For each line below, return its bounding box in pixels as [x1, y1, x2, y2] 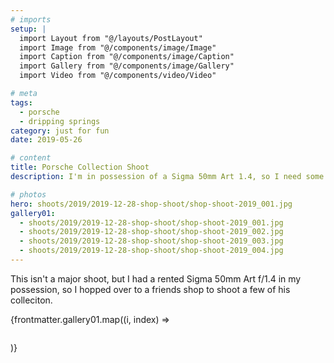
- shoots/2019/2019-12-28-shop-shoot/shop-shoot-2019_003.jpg [19, 236, 284, 246]
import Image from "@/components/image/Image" [19, 42, 217, 53]
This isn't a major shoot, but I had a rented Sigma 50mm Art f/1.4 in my [10, 272, 302, 285]
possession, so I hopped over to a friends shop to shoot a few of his [10, 283, 291, 295]
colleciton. [10, 294, 53, 306]
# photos [10, 189, 47, 200]
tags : [10, 97, 33, 108]
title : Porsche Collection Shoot [10, 162, 150, 173]
